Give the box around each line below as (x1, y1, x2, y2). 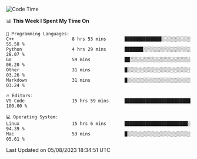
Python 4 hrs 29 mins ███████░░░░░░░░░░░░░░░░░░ (6, 47, 191, 52)
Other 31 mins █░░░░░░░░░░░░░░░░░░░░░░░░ (6, 67, 191, 73)
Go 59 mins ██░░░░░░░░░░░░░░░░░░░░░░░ (6, 57, 191, 62)
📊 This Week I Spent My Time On (6, 18, 89, 24)
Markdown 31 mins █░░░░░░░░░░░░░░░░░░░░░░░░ (6, 77, 191, 83)
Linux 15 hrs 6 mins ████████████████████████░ (6, 121, 191, 127)
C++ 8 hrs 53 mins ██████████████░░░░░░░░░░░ (6, 36, 191, 42)
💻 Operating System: (6, 114, 59, 120)
